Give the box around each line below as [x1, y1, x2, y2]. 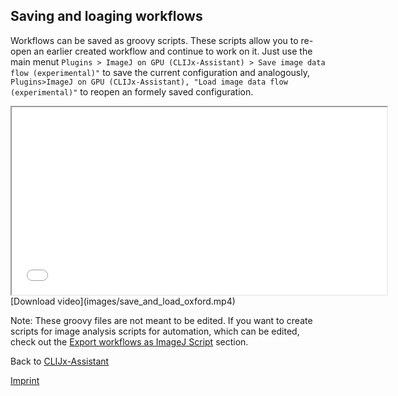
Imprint [10, 374, 40, 386]
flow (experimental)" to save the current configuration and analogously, [10, 66, 310, 78]
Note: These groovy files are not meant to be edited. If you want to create [10, 314, 313, 326]
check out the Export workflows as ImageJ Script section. [10, 335, 249, 348]
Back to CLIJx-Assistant [10, 355, 110, 367]
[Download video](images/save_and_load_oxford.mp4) [10, 295, 236, 307]
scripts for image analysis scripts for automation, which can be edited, [10, 325, 300, 337]
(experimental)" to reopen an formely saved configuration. [10, 85, 254, 98]
